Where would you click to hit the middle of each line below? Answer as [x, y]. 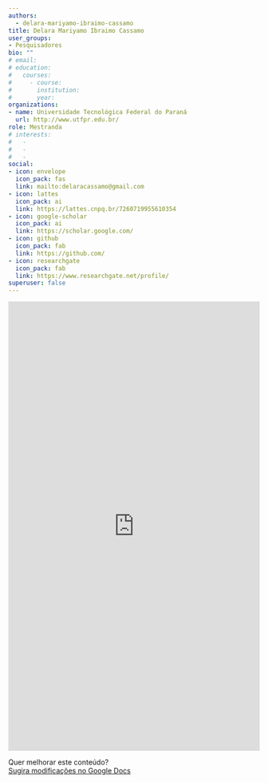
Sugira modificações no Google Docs [70, 771]
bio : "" [21, 53]
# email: [23, 61]
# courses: [30, 75]
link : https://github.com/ [60, 253]
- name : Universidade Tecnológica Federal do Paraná [98, 113]
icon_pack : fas [41, 179]
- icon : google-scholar [48, 217]
